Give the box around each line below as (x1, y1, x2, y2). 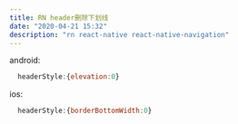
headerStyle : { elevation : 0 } (17, 72, 120, 81)
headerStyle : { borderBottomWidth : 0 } (17, 106, 153, 116)
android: (9, 55, 41, 66)
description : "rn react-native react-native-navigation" (9, 30, 230, 39)
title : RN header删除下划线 (9, 13, 109, 23)
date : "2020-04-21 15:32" (9, 22, 107, 31)
